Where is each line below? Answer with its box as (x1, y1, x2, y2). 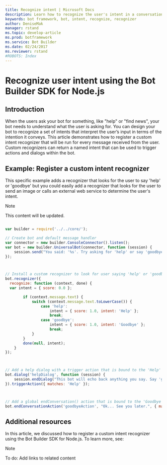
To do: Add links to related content (5, 455, 76, 461)
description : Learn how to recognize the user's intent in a (5, 12, 135, 17)
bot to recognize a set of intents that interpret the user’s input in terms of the (5, 129, 162, 135)
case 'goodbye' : (40, 317, 75, 323)
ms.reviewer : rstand (5, 49, 48, 54)
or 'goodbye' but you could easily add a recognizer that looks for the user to (5, 183, 161, 189)
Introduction (5, 105, 45, 113)
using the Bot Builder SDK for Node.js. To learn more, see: (5, 436, 124, 442)
